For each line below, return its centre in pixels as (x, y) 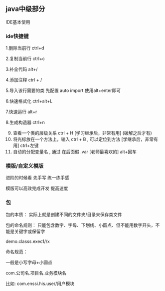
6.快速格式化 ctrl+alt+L (29, 101)
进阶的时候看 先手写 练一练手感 (37, 178)
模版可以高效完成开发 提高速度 (37, 188)
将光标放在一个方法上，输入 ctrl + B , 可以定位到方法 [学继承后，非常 (83, 139)
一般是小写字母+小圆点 (29, 262)
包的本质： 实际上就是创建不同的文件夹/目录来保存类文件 (64, 214)
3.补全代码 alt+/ (22, 69)
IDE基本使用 (18, 22)
